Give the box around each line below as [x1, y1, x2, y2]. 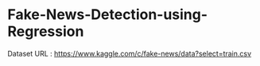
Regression [7, 22, 84, 41]
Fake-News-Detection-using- [7, 6, 208, 24]
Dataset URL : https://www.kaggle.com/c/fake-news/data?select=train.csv [7, 49, 252, 58]
